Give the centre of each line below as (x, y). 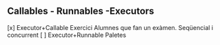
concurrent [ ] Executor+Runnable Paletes (67, 35)
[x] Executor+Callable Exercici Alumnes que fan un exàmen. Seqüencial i (110, 27)
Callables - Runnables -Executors (81, 11)
